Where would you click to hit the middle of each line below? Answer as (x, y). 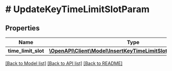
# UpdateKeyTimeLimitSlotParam (78, 9)
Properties (23, 28)
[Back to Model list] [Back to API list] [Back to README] (64, 63)
